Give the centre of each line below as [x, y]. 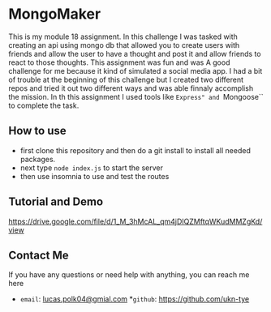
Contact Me [39, 255]
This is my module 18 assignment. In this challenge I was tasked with [123, 36]
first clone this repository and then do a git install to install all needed [135, 150]
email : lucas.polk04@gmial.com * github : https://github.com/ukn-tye [135, 299]
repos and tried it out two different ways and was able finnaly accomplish [131, 88]
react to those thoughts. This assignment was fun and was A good [119, 62]
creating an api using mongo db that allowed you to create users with [124, 45]
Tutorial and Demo [56, 202]
